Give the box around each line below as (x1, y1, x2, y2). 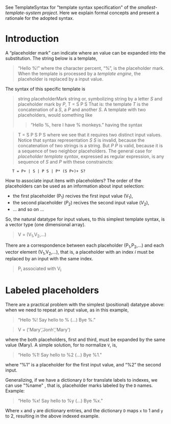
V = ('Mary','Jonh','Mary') (17, 326, 70, 333)
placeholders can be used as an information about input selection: (5, 183, 144, 189)
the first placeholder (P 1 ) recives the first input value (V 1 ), (12, 193, 133, 200)
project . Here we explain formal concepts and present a (42, 10, 159, 16)
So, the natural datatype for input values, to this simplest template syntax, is (5, 216, 165, 222)
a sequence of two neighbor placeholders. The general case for (17, 148, 152, 154)
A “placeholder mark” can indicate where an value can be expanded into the (5, 49, 166, 56)
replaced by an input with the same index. (5, 255, 93, 261)
